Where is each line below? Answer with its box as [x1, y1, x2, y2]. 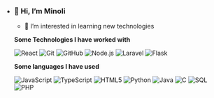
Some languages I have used [13, 63, 100, 71]
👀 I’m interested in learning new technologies [24, 22, 155, 31]
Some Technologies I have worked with [13, 35, 131, 44]
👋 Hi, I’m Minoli [13, 6, 66, 16]
